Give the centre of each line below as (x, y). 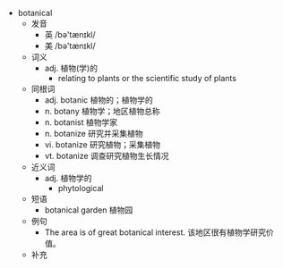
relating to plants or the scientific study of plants (147, 78)
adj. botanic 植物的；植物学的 (99, 100)
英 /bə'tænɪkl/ (70, 34)
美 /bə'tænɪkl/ (70, 46)
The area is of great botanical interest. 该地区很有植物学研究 (155, 232)
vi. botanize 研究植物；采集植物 (103, 145)
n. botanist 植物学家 (81, 122)
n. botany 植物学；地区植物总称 (102, 111)
